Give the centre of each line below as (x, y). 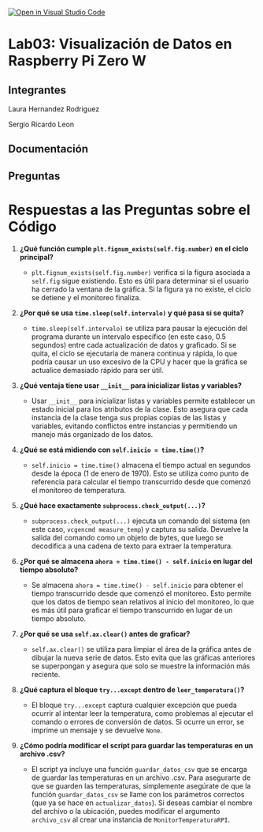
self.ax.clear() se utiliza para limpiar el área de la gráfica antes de (141, 649)
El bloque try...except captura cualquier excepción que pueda (134, 705)
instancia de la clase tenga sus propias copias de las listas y (129, 417)
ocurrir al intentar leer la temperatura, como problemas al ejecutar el (142, 713)
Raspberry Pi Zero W (78, 61)
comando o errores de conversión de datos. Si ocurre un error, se (138, 721)
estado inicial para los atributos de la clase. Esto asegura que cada (140, 409)
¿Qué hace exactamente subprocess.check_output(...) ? (113, 505)
